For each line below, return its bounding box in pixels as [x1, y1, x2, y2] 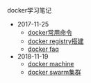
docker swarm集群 [27, 68, 81, 76]
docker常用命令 [27, 29, 73, 36]
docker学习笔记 [7, 6, 52, 14]
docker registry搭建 [27, 37, 84, 45]
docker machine [27, 60, 74, 68]
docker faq [27, 45, 59, 53]
